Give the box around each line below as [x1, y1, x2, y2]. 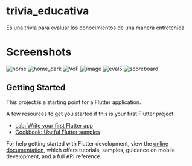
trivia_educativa [6, 4, 89, 18]
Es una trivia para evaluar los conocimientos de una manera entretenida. [6, 24, 186, 31]
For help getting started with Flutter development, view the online [6, 140, 169, 147]
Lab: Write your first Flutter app [14, 121, 94, 129]
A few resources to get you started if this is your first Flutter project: [6, 110, 175, 117]
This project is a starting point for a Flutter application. [6, 98, 141, 106]
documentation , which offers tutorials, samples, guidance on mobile [6, 146, 175, 153]
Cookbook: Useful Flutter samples [14, 128, 100, 135]
